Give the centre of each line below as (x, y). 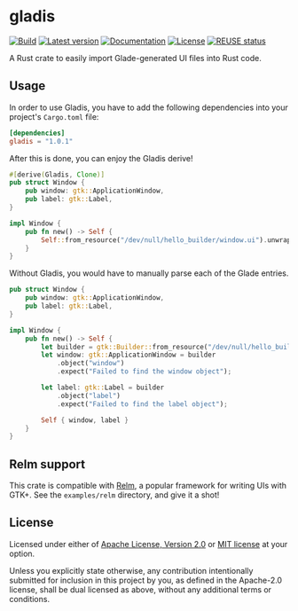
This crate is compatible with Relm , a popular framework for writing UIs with (148, 486)
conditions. (30, 599)
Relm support (47, 464)
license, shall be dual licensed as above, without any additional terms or (141, 589)
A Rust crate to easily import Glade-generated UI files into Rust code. (135, 58)
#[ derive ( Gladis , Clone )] (57, 175)
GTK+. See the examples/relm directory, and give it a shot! (114, 495)
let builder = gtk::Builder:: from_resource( (125, 347)
